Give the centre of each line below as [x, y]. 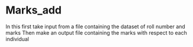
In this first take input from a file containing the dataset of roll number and [96, 26]
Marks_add [33, 10]
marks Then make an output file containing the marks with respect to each [96, 32]
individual [17, 39]
